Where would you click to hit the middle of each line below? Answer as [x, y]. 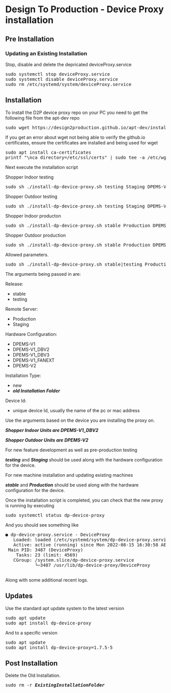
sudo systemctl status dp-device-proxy [55, 515]
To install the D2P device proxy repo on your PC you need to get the [77, 112]
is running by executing [30, 505]
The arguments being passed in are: [43, 274]
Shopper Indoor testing [30, 177]
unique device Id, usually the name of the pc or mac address [76, 410]
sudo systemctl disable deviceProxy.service [62, 79]
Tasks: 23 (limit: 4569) [47, 555]
